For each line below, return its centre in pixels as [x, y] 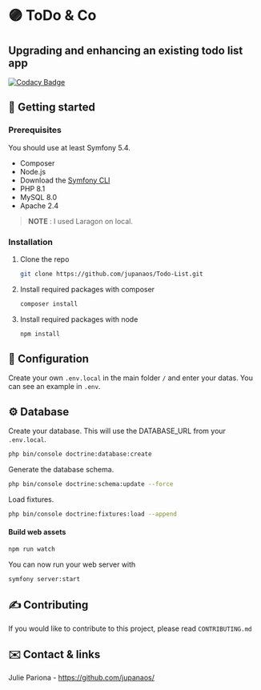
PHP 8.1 [32, 188]
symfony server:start [44, 579]
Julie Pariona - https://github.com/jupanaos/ [81, 678]
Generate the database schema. [61, 470]
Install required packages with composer [87, 289]
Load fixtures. [31, 499]
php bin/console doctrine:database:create [80, 454]
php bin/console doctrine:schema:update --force [91, 484]
